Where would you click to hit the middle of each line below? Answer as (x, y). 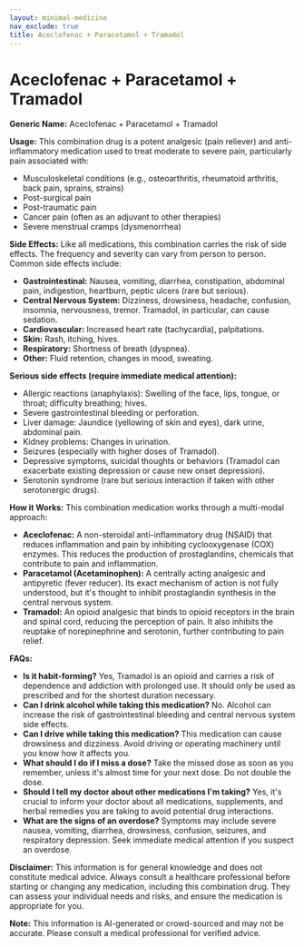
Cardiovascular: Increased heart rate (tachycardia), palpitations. (143, 330)
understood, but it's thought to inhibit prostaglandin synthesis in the (149, 593)
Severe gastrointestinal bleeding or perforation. (111, 413)
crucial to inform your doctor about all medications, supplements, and (152, 802)
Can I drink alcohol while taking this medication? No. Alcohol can (147, 705)
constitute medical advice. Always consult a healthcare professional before (150, 877)
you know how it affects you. (76, 754)
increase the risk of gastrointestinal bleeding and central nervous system (159, 715)
